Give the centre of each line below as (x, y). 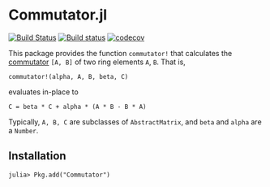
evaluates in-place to (43, 92)
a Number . (24, 130)
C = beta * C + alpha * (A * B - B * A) (78, 107)
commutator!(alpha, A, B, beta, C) (69, 76)
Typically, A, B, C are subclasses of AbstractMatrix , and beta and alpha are (135, 122)
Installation (37, 156)
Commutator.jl (58, 15)
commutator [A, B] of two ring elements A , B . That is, (97, 62)
